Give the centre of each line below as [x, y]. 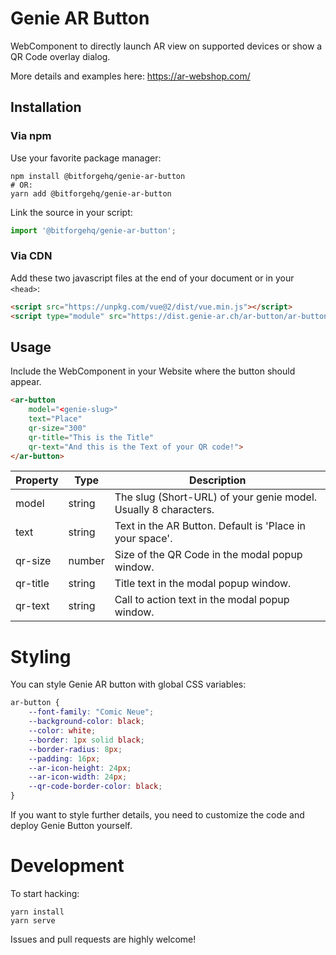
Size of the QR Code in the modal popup [208, 555]
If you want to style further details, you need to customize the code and [157, 815]
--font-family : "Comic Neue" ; [91, 712]
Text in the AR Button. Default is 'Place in [210, 526]
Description [218, 480]
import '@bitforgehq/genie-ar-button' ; [93, 230]
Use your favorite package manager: [86, 158]
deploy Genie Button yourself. [71, 826]
